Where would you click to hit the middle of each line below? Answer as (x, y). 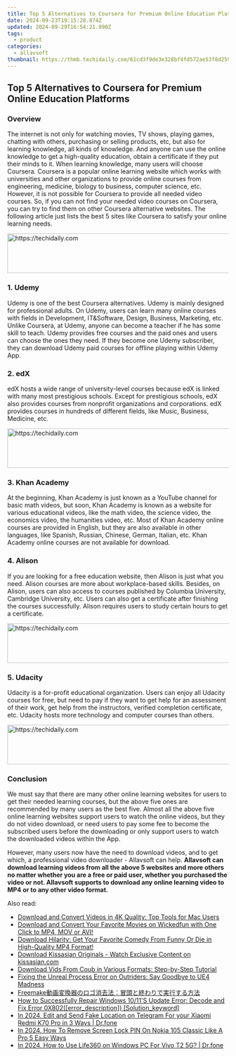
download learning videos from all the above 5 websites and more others (116, 868)
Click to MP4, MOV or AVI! (55, 932)
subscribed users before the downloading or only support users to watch (113, 832)
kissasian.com (38, 962)
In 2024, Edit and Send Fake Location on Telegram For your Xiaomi (114, 1015)
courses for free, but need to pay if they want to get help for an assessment (117, 700)
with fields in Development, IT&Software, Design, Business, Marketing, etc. (115, 318)
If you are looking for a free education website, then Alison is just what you (116, 576)
